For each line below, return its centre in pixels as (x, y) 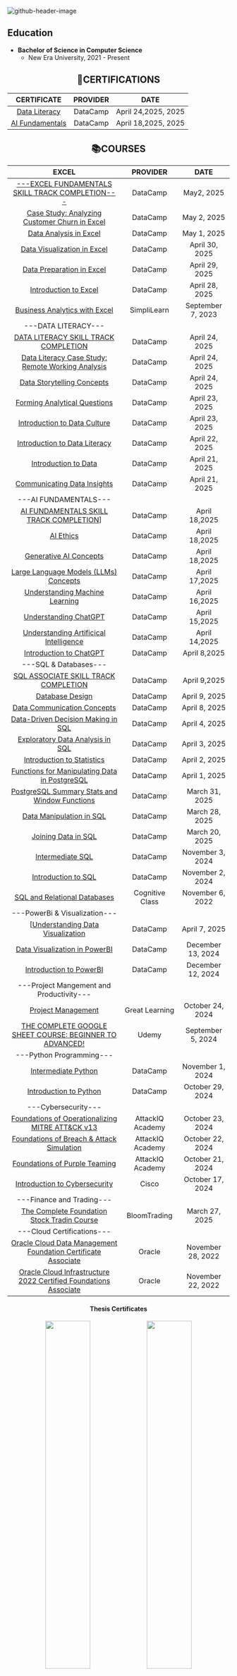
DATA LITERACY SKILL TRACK (64, 337)
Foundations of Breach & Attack (64, 1139)
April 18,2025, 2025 (151, 123)
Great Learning (150, 1010)
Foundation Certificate (64, 1252)
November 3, (204, 852)
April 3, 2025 (204, 744)
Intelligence (64, 642)
